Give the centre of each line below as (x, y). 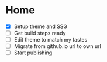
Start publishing (33, 53)
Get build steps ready (40, 33)
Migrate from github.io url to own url (58, 46)
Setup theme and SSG (41, 26)
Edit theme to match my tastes (51, 40)
